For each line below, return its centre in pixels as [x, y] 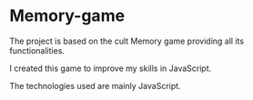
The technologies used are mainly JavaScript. [95, 85]
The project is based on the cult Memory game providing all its [126, 41]
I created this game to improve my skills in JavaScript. [111, 68]
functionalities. [37, 50]
